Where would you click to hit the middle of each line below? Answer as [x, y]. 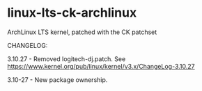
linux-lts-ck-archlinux [72, 13]
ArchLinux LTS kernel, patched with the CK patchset [82, 32]
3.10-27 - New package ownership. [57, 80]
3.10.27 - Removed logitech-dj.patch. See [67, 59]
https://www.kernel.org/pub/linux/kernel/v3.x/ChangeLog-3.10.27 [101, 66]
